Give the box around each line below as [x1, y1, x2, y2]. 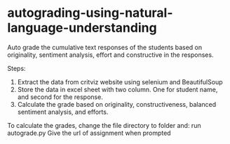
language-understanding [7, 20, 157, 36]
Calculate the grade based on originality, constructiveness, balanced [17, 100, 217, 108]
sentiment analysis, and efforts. [17, 107, 109, 116]
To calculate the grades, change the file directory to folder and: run [7, 121, 201, 129]
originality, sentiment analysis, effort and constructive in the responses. [7, 51, 214, 59]
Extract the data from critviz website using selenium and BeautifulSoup [17, 77, 223, 86]
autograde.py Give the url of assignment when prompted [7, 129, 171, 137]
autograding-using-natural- [7, 5, 173, 21]
